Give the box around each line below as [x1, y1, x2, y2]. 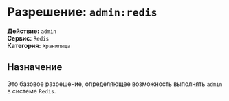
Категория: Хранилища [7, 41, 71, 49]
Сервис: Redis [7, 34, 50, 42]
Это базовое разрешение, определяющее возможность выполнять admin [7, 80, 223, 88]
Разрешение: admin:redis [7, 4, 157, 20]
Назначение [7, 61, 63, 73]
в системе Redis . [7, 87, 56, 95]
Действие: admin [7, 27, 57, 35]
